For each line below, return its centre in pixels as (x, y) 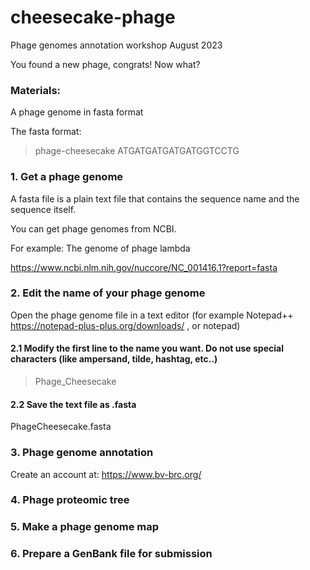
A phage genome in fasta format (77, 112)
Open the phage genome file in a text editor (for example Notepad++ (152, 315)
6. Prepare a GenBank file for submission (111, 554)
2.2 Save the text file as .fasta (73, 404)
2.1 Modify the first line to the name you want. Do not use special (147, 348)
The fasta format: (46, 132)
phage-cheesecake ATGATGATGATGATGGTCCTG (137, 151)
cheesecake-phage (93, 17)
